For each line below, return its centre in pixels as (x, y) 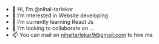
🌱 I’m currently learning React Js (53, 22)
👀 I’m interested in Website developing (60, 15)
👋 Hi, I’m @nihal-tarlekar (42, 9)
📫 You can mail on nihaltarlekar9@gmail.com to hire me (82, 35)
